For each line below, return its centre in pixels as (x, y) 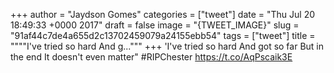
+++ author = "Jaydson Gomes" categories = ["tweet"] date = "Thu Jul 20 (163, 14)
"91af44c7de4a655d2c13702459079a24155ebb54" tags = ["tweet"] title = (163, 35)
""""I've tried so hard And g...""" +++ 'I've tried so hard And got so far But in (167, 46)
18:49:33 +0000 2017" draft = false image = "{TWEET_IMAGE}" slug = (155, 25)
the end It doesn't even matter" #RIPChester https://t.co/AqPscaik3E (151, 57)
